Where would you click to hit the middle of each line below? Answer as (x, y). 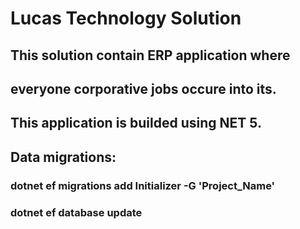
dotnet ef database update (76, 212)
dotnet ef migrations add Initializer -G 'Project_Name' (143, 185)
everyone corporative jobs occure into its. (143, 88)
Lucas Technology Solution (126, 18)
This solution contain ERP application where (150, 55)
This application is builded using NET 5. (136, 123)
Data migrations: (63, 157)
